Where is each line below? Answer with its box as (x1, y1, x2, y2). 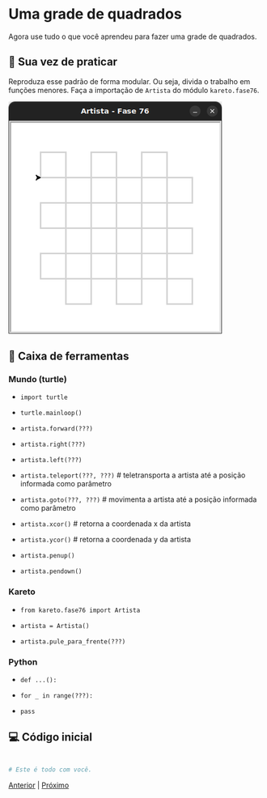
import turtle (19, 393, 68, 401)
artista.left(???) (19, 456, 83, 465)
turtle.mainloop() (19, 410, 83, 418)
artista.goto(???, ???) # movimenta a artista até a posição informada (19, 495, 257, 504)
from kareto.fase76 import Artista (19, 606, 141, 614)
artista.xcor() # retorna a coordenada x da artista (19, 519, 192, 528)
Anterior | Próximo (8, 780, 70, 790)
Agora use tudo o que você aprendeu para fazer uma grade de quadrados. (8, 32, 257, 41)
